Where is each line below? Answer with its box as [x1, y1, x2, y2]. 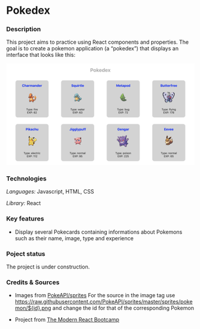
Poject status [6, 249, 46, 258]
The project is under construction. [6, 263, 90, 270]
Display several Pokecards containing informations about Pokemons [14, 228, 183, 236]
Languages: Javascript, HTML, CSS [6, 188, 94, 195]
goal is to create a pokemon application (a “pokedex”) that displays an [6, 45, 179, 52]
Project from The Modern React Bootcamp [14, 316, 119, 324]
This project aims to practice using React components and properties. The [6, 38, 189, 46]
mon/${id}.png [14, 304, 52, 312]
